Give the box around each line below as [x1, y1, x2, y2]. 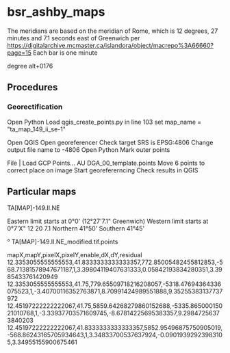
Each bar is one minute [33, 49, 98, 57]
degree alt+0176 [7, 62, 53, 70]
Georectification [7, 102, 63, 112]
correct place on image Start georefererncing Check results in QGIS [7, 166, 199, 174]
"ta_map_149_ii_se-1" [7, 125, 66, 133]
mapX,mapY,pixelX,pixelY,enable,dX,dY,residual [7, 251, 142, 259]
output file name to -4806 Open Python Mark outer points [7, 145, 170, 154]
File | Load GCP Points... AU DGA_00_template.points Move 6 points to [7, 159, 205, 167]
